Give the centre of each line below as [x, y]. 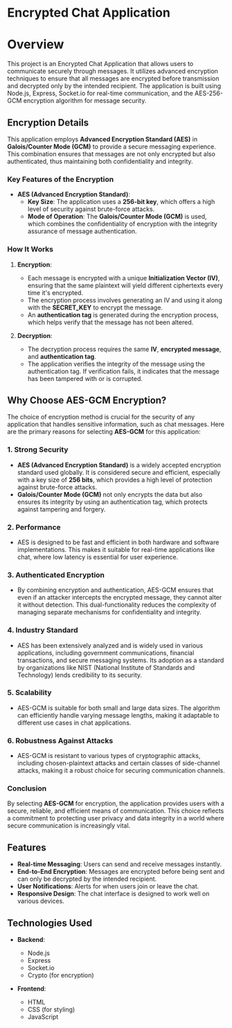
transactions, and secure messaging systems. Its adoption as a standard [121, 660]
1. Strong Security [38, 450]
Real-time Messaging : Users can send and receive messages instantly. [119, 864]
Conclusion [27, 789]
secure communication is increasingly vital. [69, 826]
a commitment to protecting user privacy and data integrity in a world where [116, 818]
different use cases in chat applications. [74, 723]
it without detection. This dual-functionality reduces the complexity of [117, 605]
